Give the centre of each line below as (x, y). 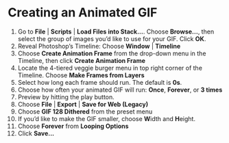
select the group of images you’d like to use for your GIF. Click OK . (112, 38)
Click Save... (36, 133)
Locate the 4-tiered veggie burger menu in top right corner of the (110, 68)
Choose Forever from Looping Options (73, 126)
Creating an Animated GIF (83, 13)
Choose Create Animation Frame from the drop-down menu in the (112, 53)
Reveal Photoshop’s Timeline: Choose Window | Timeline (99, 46)
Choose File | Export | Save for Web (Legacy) (83, 104)
